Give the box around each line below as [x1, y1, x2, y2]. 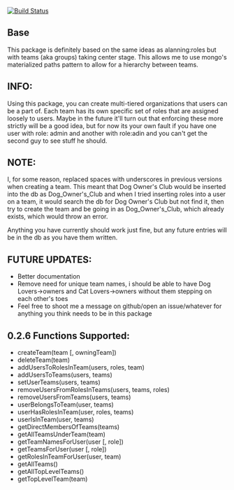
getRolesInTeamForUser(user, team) [17, 452, 122, 461]
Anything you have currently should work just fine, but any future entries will [7, 226, 227, 234]
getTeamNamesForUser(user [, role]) [17, 437, 124, 446]
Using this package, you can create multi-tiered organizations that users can [7, 99, 228, 108]
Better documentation [17, 272, 80, 281]
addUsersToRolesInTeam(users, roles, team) [17, 363, 145, 372]
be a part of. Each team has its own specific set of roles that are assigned [7, 106, 219, 115]
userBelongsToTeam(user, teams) [17, 400, 114, 409]
